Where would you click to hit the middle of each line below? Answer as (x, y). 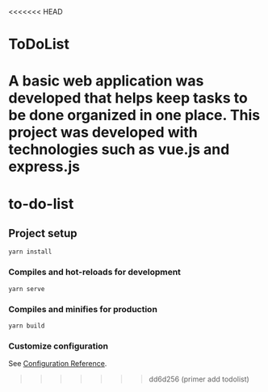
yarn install (30, 252)
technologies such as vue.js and (119, 150)
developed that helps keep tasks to (128, 98)
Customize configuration (59, 346)
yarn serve (27, 289)
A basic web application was (106, 81)
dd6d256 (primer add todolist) (199, 379)
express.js (44, 167)
